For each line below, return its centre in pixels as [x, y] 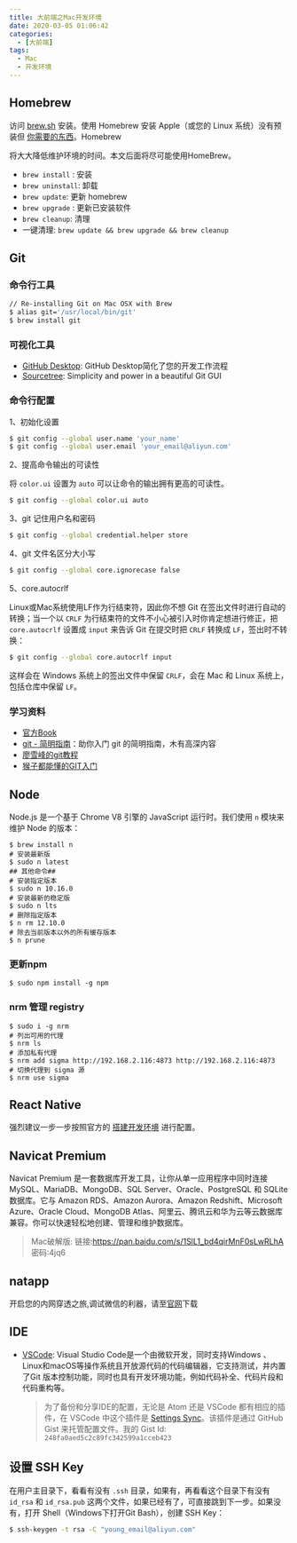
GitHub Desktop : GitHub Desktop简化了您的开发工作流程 [125, 366]
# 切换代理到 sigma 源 [47, 1070]
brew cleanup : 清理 [56, 218]
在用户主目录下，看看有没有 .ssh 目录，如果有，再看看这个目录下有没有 [140, 1490]
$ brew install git [45, 320]
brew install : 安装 [57, 174]
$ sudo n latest [39, 862]
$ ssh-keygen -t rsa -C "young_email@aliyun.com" [103, 1529]
